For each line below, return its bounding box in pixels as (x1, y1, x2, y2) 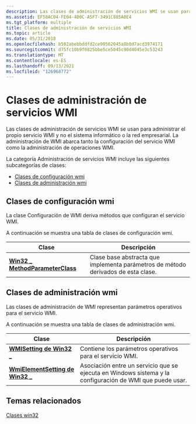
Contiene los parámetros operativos (79, 344, 178, 353)
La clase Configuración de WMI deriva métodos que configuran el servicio (6, 212, 185, 218)
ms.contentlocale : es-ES (6, 57, 66, 63)
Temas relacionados (6, 396, 82, 406)
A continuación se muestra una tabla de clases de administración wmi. (6, 320, 176, 328)
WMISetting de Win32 (9, 344, 72, 353)
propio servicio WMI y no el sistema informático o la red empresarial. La (6, 132, 179, 139)
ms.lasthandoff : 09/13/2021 (6, 63, 75, 69)
